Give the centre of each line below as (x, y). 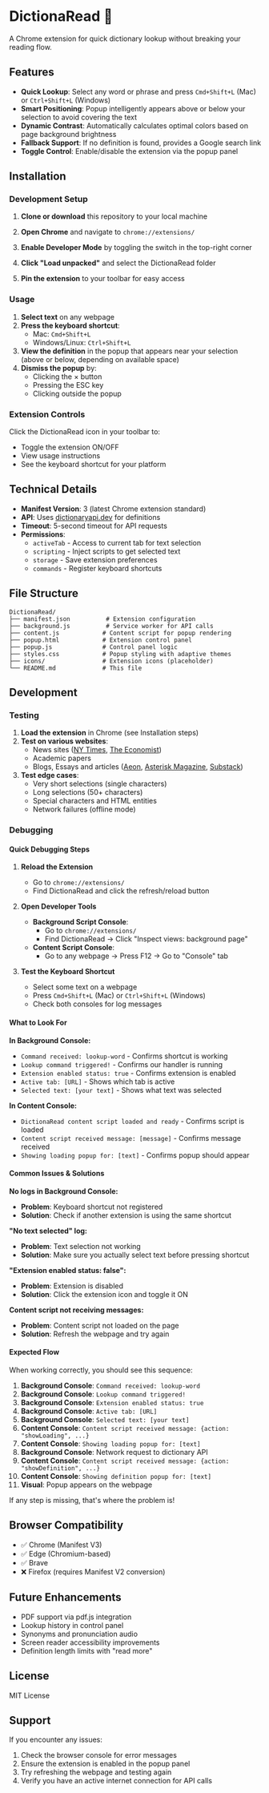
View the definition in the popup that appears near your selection (129, 351)
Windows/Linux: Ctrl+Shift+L (82, 342)
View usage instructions (60, 456)
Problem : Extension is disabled (72, 1286)
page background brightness (68, 134)
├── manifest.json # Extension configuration (102, 619)
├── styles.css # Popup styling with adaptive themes (120, 654)
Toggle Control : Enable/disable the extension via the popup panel (129, 151)
